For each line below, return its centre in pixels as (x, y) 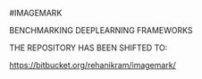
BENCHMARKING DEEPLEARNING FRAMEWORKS (101, 30)
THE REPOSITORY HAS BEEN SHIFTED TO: (88, 48)
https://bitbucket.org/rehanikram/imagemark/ (93, 65)
